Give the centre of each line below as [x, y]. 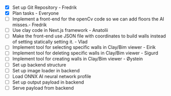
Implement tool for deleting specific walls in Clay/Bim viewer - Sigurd [85, 53]
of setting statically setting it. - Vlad [50, 42]
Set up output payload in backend [48, 82]
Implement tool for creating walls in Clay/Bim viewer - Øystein [78, 59]
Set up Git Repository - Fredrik [44, 7]
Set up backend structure [39, 65]
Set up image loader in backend [46, 70]
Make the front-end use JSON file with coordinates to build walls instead [89, 36]
